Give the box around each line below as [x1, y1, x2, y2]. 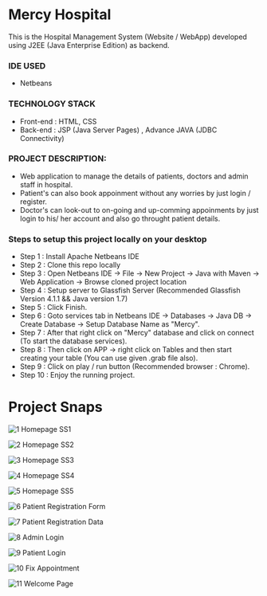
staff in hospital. [19, 179, 73, 189]
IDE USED [8, 60, 46, 71]
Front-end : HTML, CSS [19, 116, 97, 126]
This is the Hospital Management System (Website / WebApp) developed [8, 32, 247, 41]
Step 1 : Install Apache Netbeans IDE [19, 252, 139, 261]
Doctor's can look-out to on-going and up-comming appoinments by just [19, 205, 259, 214]
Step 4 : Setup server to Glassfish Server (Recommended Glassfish [19, 285, 241, 296]
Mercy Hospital [8, 6, 112, 24]
